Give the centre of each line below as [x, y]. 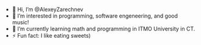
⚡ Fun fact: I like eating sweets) [51, 36]
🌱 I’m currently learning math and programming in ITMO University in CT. [104, 29]
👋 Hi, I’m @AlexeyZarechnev [48, 9]
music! [20, 22]
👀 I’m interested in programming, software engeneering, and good [95, 16]
